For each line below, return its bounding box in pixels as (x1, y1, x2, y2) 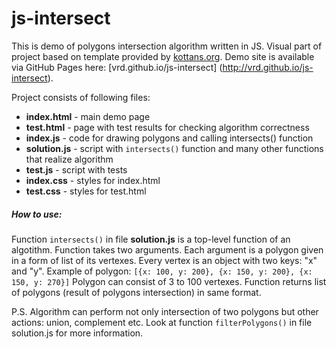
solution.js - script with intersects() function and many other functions (25, 142, 324, 154)
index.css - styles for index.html (25, 174, 161, 186)
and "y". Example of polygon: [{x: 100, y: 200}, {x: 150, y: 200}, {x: (11, 265, 313, 277)
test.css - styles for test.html (25, 185, 147, 197)
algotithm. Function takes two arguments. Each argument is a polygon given (11, 243, 324, 256)
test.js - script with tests (25, 163, 128, 176)
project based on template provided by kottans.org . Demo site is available (11, 50, 315, 62)
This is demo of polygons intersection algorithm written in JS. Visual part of (11, 40, 323, 52)
